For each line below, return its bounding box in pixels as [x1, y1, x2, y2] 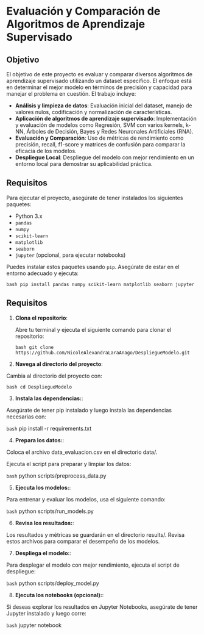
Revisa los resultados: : [15, 519, 74, 526]
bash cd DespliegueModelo [6, 384, 72, 390]
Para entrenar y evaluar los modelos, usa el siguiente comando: [6, 495, 166, 503]
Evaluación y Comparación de [6, 4, 161, 18]
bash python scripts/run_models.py [6, 508, 94, 515]
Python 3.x [15, 212, 43, 220]
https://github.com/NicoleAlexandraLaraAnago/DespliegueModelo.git [15, 350, 190, 356]
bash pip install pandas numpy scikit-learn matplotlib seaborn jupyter [6, 281, 195, 287]
